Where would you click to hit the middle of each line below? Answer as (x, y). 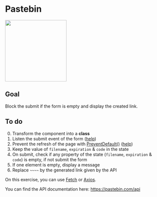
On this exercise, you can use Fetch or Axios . (51, 179)
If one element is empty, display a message (56, 165)
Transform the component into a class (51, 133)
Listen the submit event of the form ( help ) (54, 139)
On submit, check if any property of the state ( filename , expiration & (82, 154)
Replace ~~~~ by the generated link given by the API (64, 170)
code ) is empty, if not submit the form (50, 159)
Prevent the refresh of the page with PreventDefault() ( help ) (73, 144)
